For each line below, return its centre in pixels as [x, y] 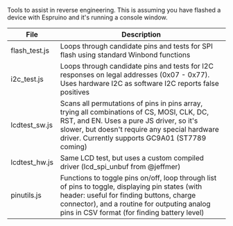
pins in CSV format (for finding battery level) [132, 212]
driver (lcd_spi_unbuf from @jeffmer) [120, 167]
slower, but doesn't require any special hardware [140, 129]
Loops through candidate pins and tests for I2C [137, 66]
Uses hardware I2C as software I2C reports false [140, 84]
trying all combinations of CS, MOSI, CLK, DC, [135, 112]
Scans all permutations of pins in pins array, [131, 103]
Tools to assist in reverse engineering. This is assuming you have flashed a [114, 10]
